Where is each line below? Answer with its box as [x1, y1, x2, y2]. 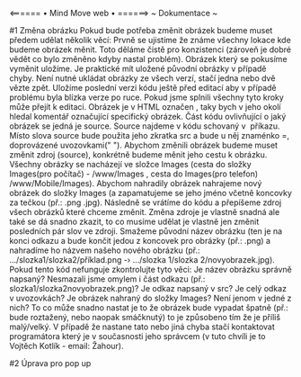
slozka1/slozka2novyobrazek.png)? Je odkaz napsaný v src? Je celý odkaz [9, 283, 288, 293]
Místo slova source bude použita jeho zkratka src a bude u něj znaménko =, [9, 130, 290, 140]
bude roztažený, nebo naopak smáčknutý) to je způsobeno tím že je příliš [9, 312, 281, 322]
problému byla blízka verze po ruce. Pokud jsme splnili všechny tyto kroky [9, 92, 285, 103]
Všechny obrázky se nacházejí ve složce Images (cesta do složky [9, 159, 252, 169]
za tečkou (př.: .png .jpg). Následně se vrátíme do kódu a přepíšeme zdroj [9, 197, 282, 208]
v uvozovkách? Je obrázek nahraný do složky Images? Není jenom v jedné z [9, 292, 292, 303]
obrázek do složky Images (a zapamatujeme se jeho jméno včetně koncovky [9, 188, 292, 198]
